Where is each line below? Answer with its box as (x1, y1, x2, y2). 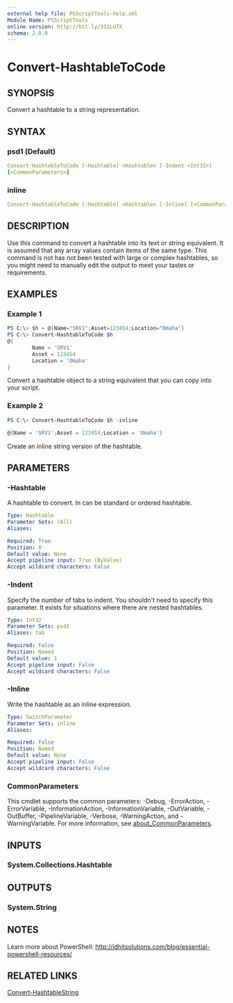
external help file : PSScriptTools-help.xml (7, 10, 138, 17)
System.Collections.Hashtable (7, 860, 112, 870)
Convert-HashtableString (7, 988, 79, 997)
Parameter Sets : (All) (7, 519, 73, 525)
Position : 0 (7, 544, 42, 551)
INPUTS (7, 839, 42, 851)
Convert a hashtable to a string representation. (7, 106, 141, 114)
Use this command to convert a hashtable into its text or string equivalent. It (7, 238, 224, 247)
